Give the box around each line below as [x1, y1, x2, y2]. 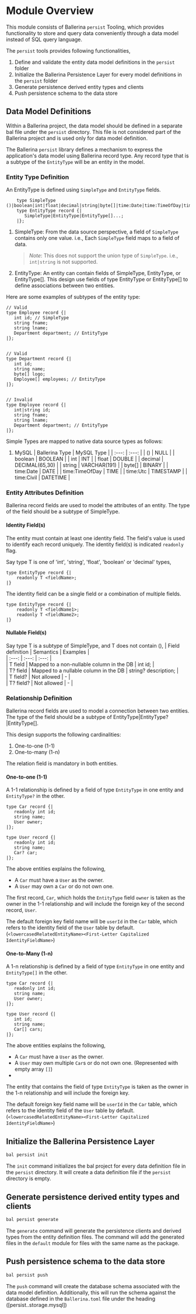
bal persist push [6, 1272, 48, 1278]
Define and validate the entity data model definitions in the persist [14, 59, 175, 66]
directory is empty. [6, 1175, 51, 1182]
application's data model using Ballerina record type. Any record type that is [6, 152, 189, 159]
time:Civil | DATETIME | [14, 474, 71, 481]
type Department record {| [6, 356, 72, 362]
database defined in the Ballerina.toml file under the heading [6, 1295, 156, 1302]
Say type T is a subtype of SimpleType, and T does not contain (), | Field [6, 642, 180, 649]
